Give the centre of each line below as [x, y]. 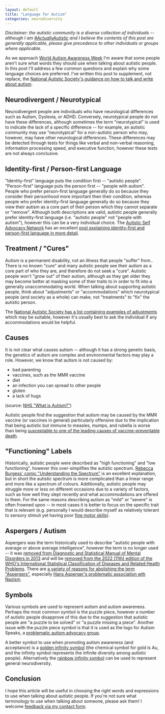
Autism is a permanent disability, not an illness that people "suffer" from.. [79, 260]
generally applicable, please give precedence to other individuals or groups [82, 43]
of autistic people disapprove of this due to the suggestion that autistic [77, 617]
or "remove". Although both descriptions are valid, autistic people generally [81, 212]
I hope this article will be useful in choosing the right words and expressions [82, 690]
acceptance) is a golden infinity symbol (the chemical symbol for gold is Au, [82, 648]
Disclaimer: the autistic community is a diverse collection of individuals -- [80, 33]
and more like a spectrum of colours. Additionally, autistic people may [76, 484]
